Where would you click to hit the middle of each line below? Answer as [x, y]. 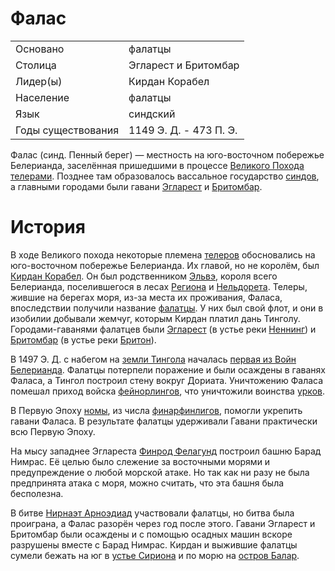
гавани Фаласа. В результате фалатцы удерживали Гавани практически [164, 421]
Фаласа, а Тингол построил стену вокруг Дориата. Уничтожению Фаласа [167, 380]
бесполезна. [37, 493]
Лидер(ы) [39, 81]
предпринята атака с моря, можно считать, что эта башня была [147, 483]
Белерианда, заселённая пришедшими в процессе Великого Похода [157, 165]
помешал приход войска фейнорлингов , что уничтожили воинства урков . [167, 391]
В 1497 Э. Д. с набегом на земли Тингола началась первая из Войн [153, 359]
